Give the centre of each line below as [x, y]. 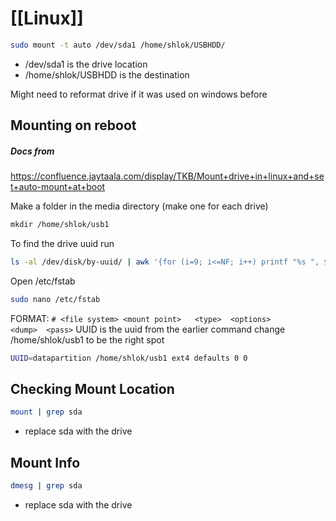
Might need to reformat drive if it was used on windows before [139, 94]
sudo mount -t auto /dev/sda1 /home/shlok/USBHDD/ [118, 45]
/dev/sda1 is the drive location [86, 64]
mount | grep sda [46, 412]
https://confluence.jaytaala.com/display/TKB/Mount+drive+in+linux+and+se [167, 176]
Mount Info [45, 462]
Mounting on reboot [73, 125]
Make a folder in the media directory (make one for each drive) [139, 206]
